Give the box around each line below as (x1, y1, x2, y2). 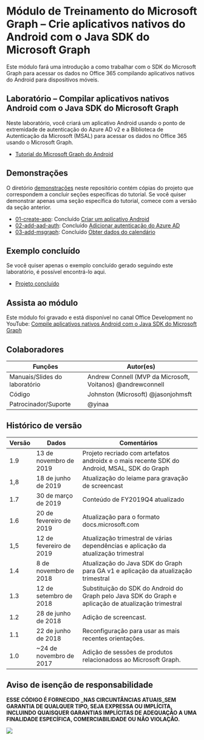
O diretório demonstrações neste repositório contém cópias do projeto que (6, 184, 194, 191)
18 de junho (36, 474, 71, 482)
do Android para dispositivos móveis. (6, 76, 99, 83)
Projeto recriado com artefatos (82, 448, 170, 457)
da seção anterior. (6, 204, 52, 211)
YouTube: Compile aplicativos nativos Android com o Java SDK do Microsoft (6, 320, 197, 327)
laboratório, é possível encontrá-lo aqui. (6, 269, 106, 276)
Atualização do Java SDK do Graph (82, 559, 183, 567)
